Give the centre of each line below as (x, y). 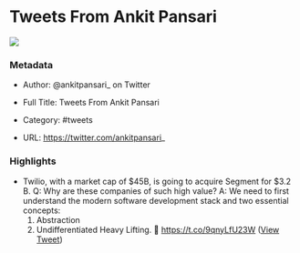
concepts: (41, 210)
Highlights (33, 161)
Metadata (31, 65)
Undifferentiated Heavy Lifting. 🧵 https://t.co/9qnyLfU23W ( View (158, 229)
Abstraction (58, 219)
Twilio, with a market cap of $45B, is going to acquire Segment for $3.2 (157, 181)
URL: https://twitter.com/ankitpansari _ (94, 137)
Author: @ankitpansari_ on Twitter (86, 85)
